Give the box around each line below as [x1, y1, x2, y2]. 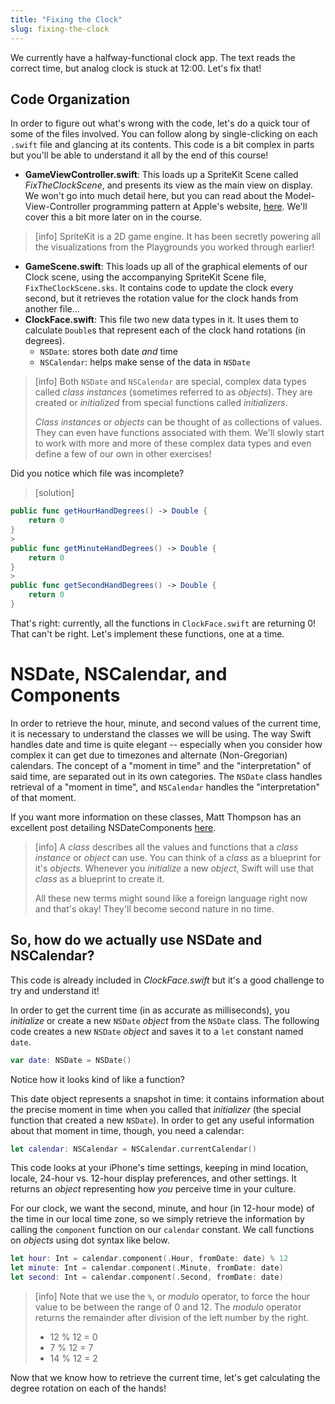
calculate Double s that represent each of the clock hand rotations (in [24, 324, 306, 336]
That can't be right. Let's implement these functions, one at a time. [10, 627, 285, 640]
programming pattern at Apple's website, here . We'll [92, 201, 308, 213]
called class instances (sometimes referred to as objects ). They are [34, 386, 313, 398]
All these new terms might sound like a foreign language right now [34, 892, 308, 904]
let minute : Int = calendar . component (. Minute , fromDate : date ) [10, 1263, 284, 1273]
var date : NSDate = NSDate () [10, 1055, 132, 1065]
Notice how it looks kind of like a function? [10, 1073, 185, 1085]
